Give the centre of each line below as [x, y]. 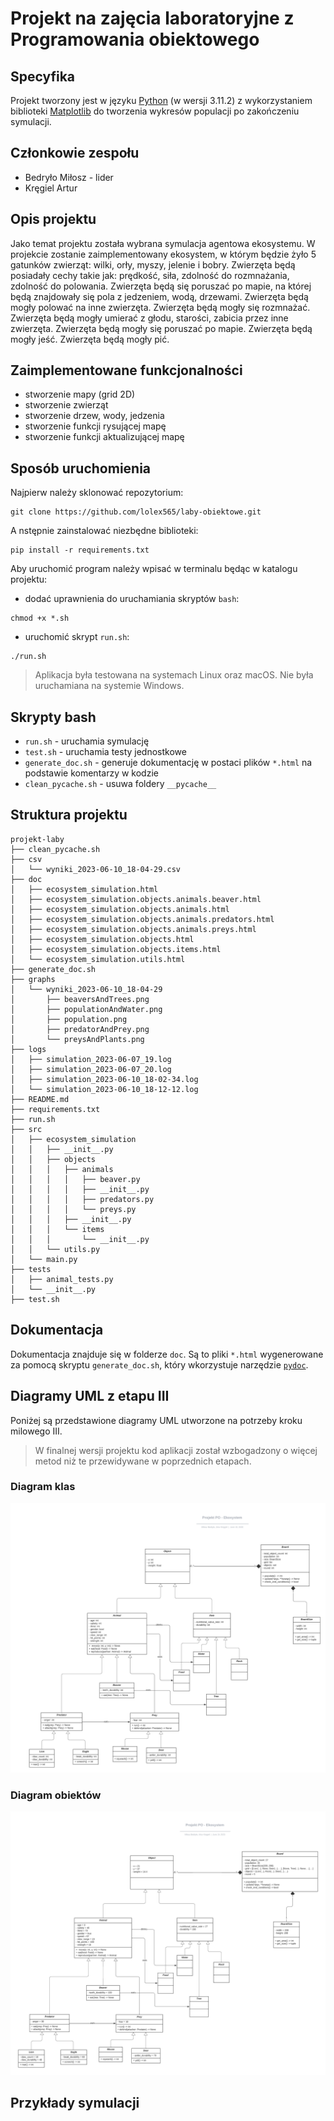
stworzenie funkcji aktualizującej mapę [104, 437]
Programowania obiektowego [135, 39]
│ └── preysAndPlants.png [77, 1039]
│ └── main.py [44, 1259]
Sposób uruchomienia [81, 468]
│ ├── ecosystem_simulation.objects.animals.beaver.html [136, 899]
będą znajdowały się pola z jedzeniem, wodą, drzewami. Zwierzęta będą [159, 296]
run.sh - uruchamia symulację [87, 741]
